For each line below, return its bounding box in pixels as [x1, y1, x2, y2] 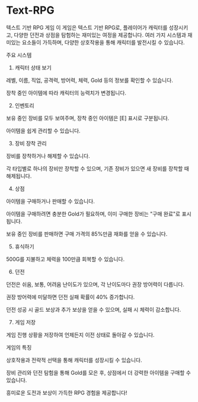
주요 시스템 [6, 51, 32, 58]
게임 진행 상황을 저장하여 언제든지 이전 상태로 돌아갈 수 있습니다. [6, 331, 155, 338]
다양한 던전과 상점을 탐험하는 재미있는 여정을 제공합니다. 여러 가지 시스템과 [14, 31, 187, 39]
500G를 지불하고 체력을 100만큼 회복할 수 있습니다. [6, 255, 125, 262]
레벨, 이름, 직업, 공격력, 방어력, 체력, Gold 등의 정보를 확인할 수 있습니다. [6, 77, 174, 84]
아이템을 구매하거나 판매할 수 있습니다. [6, 197, 95, 205]
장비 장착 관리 [14, 140, 47, 147]
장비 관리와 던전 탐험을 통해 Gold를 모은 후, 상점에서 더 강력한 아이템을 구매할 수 [6, 369, 191, 376]
